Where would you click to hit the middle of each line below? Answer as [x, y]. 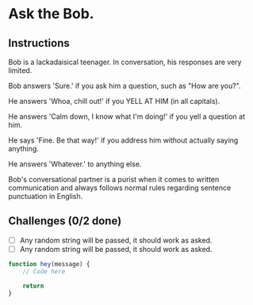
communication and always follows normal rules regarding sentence [120, 188]
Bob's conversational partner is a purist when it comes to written [114, 179]
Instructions [39, 43]
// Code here [44, 271]
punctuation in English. [46, 196]
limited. [20, 71]
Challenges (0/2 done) [65, 221]
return [33, 286]
